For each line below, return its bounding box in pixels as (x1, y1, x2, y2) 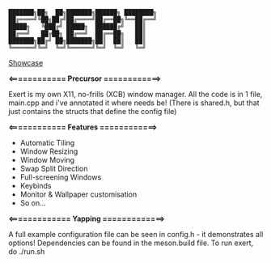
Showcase (8, 58, 44, 67)
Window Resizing (19, 146, 78, 156)
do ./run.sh (8, 247, 45, 256)
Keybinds (19, 181, 52, 190)
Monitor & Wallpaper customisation (19, 189, 138, 199)
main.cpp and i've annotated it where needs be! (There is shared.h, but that (8, 98, 260, 108)
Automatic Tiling (19, 138, 75, 147)
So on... (19, 198, 46, 207)
